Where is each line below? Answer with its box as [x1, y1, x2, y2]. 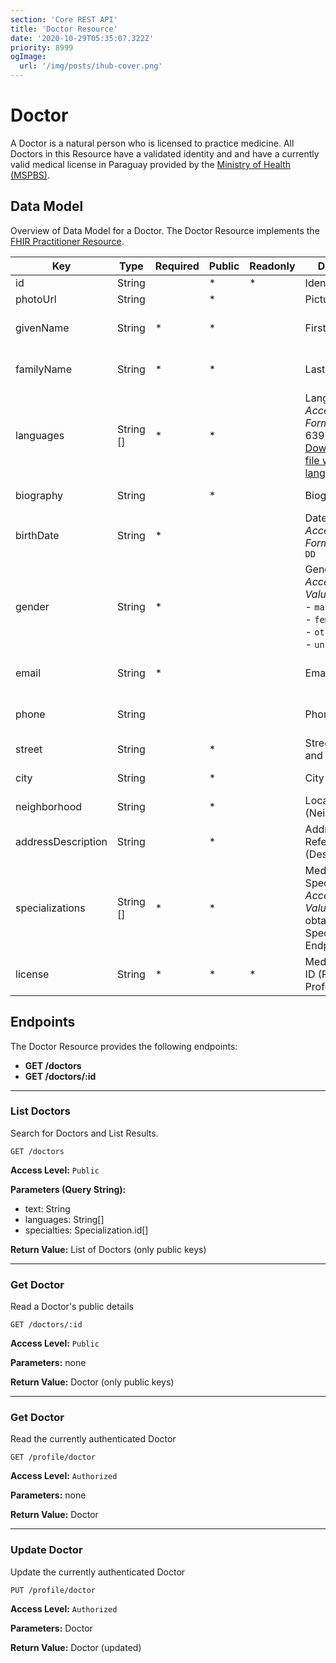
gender [15, 599, 50, 613]
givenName [15, 321, 70, 335]
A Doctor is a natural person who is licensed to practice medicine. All [10, 137, 295, 149]
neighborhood [15, 799, 83, 813]
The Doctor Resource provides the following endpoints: [10, 1040, 238, 1052]
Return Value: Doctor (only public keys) [10, 1376, 175, 1388]
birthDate [15, 528, 60, 542]
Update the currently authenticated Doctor [10, 1566, 186, 1578]
